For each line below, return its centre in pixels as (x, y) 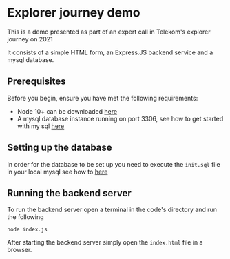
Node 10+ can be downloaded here (67, 111)
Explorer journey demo (74, 13)
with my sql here (41, 126)
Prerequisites (36, 82)
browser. (20, 250)
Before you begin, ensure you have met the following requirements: (103, 98)
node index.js (28, 230)
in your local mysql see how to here (57, 172)
